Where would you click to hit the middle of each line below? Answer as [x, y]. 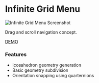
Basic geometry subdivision [40, 70]
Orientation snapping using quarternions [53, 76]
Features [16, 54]
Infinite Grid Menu [43, 9]
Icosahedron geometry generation [47, 65]
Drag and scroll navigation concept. [41, 32]
